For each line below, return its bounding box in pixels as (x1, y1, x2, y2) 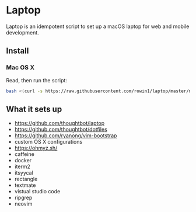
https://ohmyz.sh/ (14, 144, 58, 152)
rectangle (14, 176, 38, 183)
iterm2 (14, 163, 31, 170)
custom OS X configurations (14, 138, 83, 145)
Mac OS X (6, 64, 35, 72)
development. (6, 29, 39, 36)
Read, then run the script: (6, 77, 67, 84)
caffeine (14, 151, 35, 158)
